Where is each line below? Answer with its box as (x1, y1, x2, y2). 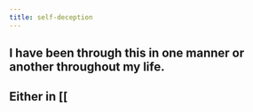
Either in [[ (9, 89, 68, 104)
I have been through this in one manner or (9, 46, 245, 61)
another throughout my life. (9, 59, 165, 75)
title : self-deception (9, 12, 93, 22)
